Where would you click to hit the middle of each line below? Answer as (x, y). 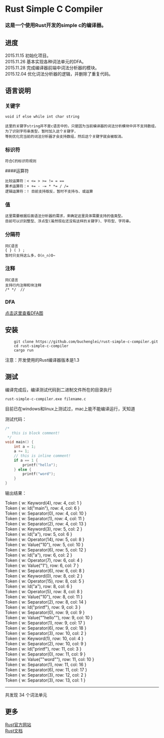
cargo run (24, 350)
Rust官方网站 (18, 724)
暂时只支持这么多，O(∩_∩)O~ (30, 255)
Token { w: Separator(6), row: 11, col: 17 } (46, 670)
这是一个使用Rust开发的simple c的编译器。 (56, 26)
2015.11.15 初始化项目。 (28, 55)
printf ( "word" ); (39, 474)
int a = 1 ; (25, 447)
